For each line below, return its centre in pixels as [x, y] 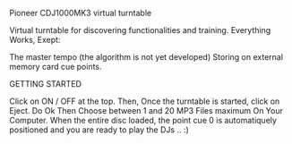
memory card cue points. [56, 67]
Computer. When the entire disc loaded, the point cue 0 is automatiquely [143, 120]
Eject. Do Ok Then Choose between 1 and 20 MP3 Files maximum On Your [146, 110]
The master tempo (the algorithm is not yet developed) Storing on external [146, 57]
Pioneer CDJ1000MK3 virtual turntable [81, 13]
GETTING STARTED [46, 84]
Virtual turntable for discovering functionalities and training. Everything [140, 30]
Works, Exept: [35, 40]
